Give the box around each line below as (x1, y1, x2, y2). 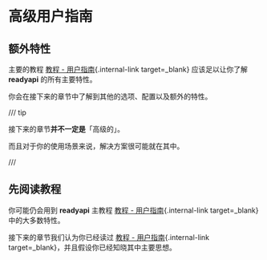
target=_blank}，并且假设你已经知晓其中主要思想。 (8, 242, 176, 252)
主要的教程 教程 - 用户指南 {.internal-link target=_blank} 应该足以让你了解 (8, 65, 249, 74)
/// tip (8, 108, 26, 117)
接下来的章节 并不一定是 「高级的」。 (8, 124, 124, 133)
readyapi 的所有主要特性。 (8, 75, 97, 84)
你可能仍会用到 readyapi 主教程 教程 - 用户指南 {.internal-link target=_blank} (8, 205, 259, 215)
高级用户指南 (8, 7, 94, 26)
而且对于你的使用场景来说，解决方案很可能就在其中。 (8, 141, 184, 151)
